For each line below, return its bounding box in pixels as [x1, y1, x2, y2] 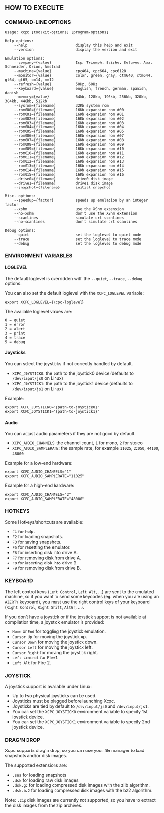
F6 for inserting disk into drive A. [12, 549, 78, 555]
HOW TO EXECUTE [5, 4, 64, 12]
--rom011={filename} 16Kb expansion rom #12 [14, 155, 124, 159]
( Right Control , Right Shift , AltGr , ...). [5, 604, 84, 610]
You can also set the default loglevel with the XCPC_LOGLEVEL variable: [5, 290, 144, 296]
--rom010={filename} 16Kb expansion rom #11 [14, 150, 124, 156]
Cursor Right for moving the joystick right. [12, 649, 98, 655]
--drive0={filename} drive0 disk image [14, 176, 113, 181]
